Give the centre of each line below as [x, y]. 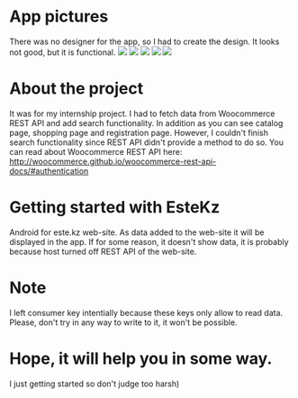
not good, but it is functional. [63, 52]
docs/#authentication [49, 171]
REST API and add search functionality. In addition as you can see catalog [146, 122]
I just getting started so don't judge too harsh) [95, 384]
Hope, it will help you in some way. [141, 358]
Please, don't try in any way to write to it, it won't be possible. [123, 322]
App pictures [59, 17]
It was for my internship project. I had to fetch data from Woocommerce [142, 113]
